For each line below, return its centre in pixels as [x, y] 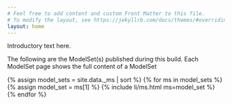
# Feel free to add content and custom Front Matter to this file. [106, 13]
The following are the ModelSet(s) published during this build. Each [103, 59]
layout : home [26, 26]
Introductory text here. [39, 46]
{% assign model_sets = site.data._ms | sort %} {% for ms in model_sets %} [115, 80]
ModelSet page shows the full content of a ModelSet [82, 67]
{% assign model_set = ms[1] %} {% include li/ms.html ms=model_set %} [111, 87]
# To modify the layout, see [49, 20]
